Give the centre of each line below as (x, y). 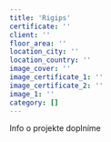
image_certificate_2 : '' (56, 86)
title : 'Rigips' (40, 18)
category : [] (34, 102)
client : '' (30, 35)
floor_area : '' (38, 43)
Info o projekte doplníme (55, 128)
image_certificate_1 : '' (56, 77)
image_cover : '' (40, 69)
